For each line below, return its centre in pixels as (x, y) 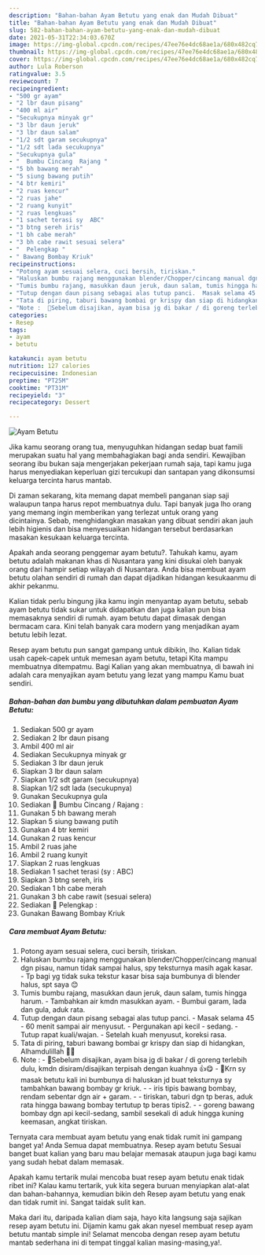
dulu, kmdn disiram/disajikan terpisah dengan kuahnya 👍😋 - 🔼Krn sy (133, 1069)
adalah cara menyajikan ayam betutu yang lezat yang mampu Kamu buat (127, 675)
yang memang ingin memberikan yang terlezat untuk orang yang (114, 513)
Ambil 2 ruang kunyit (54, 855)
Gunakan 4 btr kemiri (54, 830)
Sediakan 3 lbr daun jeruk (62, 763)
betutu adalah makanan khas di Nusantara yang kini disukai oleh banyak (126, 561)
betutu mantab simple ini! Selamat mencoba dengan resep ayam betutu (125, 1235)
